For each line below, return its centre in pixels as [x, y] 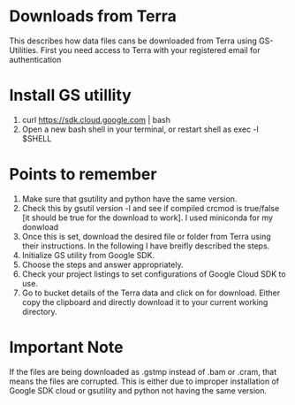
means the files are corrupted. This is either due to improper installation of [144, 381]
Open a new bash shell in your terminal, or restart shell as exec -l [140, 129]
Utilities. [24, 50]
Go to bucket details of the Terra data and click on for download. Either [151, 293]
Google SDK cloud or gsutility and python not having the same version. [138, 390]
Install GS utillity [71, 96]
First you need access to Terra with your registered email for [150, 50]
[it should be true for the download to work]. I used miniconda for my [147, 218]
